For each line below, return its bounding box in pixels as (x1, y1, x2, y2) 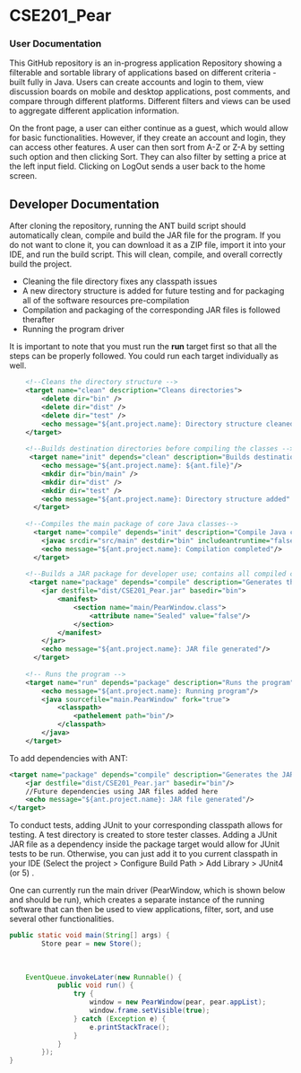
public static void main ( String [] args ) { (9, 931, 170, 940)
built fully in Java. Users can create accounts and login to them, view (9, 77, 264, 88)
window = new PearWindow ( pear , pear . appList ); (89, 998, 267, 1007)
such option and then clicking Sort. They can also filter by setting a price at (9, 152, 287, 163)
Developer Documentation (9, 197, 159, 212)
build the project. (9, 259, 73, 269)
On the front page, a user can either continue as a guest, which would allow (9, 123, 288, 134)
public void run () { (56, 981, 134, 990)
